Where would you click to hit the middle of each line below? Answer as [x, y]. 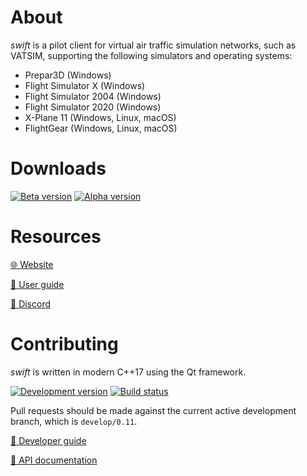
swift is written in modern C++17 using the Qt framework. [128, 372]
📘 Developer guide [48, 440]
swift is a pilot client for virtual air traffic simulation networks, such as [153, 45]
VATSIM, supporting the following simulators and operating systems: [151, 55]
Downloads [58, 168]
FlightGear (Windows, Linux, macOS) [101, 128]
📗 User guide [37, 284]
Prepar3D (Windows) [68, 75]
